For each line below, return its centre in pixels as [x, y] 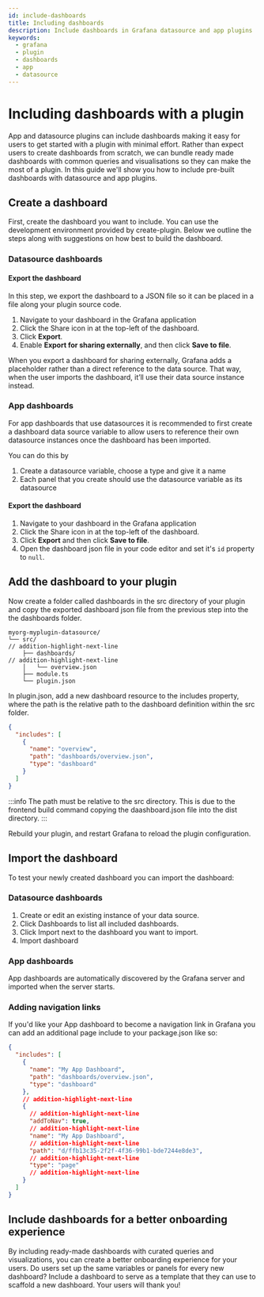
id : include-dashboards [47, 15]
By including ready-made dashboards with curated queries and [111, 1251]
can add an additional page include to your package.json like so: [113, 1033]
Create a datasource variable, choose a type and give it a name [123, 471]
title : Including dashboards [56, 23]
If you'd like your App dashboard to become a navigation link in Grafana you [132, 1024]
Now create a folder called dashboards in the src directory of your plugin [127, 601]
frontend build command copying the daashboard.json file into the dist [123, 809]
